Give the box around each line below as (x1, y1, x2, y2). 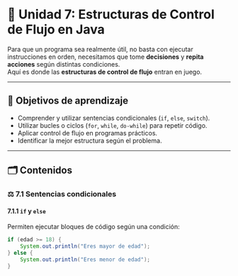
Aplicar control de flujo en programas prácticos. (17, 128, 158, 137)
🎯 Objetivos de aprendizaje (7, 95, 129, 107)
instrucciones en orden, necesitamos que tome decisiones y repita (7, 53, 204, 61)
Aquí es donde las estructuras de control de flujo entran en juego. (7, 67, 203, 76)
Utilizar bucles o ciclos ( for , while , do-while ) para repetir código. (17, 121, 208, 130)
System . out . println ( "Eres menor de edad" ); (20, 255, 151, 263)
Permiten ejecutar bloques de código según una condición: (7, 223, 181, 231)
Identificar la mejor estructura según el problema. (17, 136, 162, 145)
